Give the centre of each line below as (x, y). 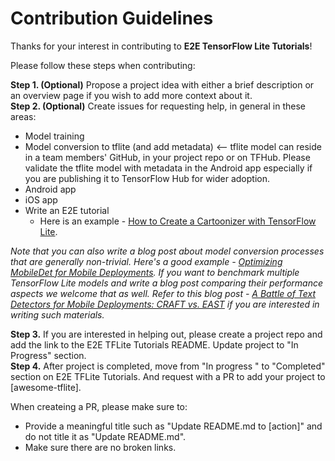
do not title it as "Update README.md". (105, 436)
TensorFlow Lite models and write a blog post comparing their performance (167, 283)
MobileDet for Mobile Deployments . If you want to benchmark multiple (155, 272)
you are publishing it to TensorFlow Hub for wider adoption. (147, 178)
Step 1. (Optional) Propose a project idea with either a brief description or (162, 84)
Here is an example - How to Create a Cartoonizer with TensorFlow (178, 221)
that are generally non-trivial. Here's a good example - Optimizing (146, 261)
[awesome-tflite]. (46, 387)
